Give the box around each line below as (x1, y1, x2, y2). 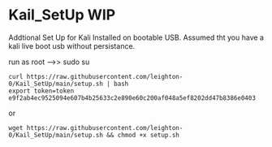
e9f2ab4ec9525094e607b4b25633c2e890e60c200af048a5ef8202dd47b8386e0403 (8, 93, 256, 102)
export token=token (8, 87, 75, 95)
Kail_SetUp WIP (8, 6, 116, 24)
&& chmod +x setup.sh (106, 131, 180, 139)
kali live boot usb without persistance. (8, 41, 136, 50)
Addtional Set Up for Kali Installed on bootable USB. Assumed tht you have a (8, 32, 264, 42)
